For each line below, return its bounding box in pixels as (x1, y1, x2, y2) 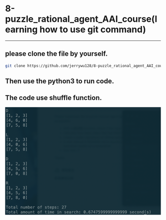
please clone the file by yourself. (5, 50, 108, 58)
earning (5, 24, 38, 35)
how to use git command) (39, 24, 146, 35)
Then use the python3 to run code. (5, 77, 115, 85)
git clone (5, 63, 26, 68)
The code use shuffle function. (5, 94, 102, 102)
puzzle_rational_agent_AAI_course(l (5, 13, 158, 25)
